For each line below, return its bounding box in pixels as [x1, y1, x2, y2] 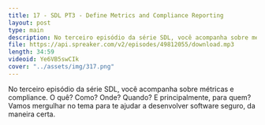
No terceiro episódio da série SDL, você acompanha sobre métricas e [8, 84, 234, 94]
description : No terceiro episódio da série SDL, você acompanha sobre [8, 33, 248, 42]
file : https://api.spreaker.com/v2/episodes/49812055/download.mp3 [8, 41, 235, 49]
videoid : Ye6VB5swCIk [8, 56, 80, 64]
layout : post [8, 19, 51, 27]
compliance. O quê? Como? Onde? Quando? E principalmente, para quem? [8, 92, 252, 102]
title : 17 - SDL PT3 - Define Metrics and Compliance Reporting [8, 11, 224, 20]
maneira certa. [8, 109, 56, 119]
